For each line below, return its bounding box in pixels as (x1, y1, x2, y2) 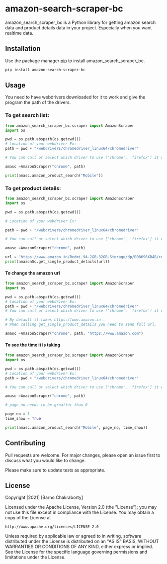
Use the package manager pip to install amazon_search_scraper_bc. (5, 58, 145, 64)
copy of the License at (5, 515, 51, 521)
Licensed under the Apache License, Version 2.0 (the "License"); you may (5, 504, 157, 510)
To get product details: (5, 185, 61, 191)
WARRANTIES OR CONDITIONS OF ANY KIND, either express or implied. (5, 544, 153, 550)
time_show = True (5, 416, 41, 421)
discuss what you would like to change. (5, 457, 86, 463)
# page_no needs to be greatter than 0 (5, 402, 88, 408)
